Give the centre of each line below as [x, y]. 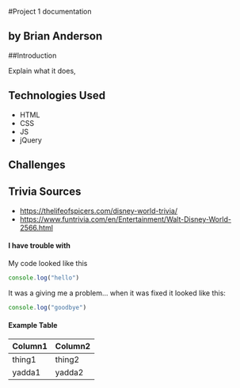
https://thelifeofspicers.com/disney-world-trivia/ [99, 211]
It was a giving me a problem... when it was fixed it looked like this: [117, 293]
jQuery [30, 140]
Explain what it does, [42, 70]
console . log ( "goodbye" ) [48, 307]
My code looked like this [48, 264]
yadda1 [27, 372]
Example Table [33, 325]
